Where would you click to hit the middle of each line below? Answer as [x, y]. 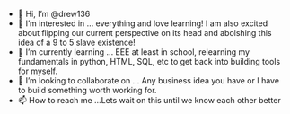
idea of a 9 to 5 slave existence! [77, 42]
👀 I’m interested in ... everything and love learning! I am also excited [142, 23]
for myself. [38, 71]
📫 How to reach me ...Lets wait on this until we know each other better [149, 100]
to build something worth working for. [87, 90]
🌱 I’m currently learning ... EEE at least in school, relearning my [133, 52]
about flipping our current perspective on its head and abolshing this [145, 33]
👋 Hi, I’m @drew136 [54, 14]
